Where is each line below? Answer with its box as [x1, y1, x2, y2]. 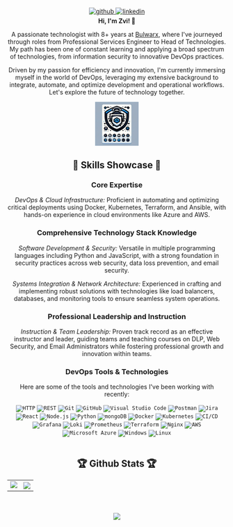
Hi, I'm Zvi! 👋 [98, 17, 136, 25]
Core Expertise [91, 180, 143, 190]
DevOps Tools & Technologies [65, 367, 169, 376]
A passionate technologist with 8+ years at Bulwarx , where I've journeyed [11, 31, 223, 38]
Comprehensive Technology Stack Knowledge [37, 228, 197, 238]
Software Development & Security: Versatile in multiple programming [18, 243, 216, 252]
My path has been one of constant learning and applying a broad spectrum [9, 45, 225, 53]
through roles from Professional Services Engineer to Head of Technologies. [8, 38, 226, 46]
